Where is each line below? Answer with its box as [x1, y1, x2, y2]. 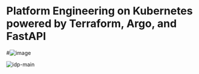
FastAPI [6, 30, 46, 43]
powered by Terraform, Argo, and [6, 17, 177, 30]
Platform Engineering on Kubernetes [6, 4, 193, 18]
